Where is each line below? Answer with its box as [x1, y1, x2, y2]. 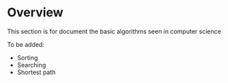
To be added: [7, 40, 45, 48]
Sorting [16, 53, 38, 62]
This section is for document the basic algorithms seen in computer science [7, 27, 221, 35]
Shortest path [16, 68, 56, 76]
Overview [7, 5, 64, 20]
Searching [16, 61, 47, 69]
